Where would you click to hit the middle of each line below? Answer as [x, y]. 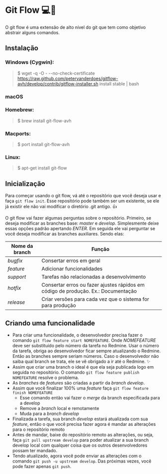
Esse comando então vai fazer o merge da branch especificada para [90, 398]
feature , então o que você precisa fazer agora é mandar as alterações [84, 424]
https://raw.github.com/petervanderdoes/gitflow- [68, 79]
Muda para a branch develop [49, 414]
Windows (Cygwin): [30, 62]
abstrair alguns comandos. [33, 32]
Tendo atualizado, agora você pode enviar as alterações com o [77, 456]
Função [100, 249]
